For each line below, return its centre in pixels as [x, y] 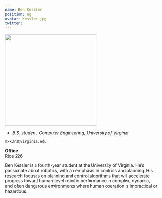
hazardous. [16, 191]
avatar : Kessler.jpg [26, 19]
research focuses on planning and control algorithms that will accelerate [77, 176]
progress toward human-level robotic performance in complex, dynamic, [78, 181]
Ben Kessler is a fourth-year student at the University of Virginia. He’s [75, 165]
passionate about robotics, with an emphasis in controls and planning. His [79, 171]
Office [11, 151]
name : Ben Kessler [24, 10]
